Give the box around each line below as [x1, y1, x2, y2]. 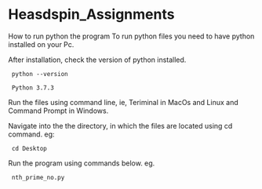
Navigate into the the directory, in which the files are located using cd [8, 121, 233, 130]
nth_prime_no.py [11, 173, 65, 181]
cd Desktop [11, 144, 47, 152]
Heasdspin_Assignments [8, 5, 175, 24]
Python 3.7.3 [11, 84, 55, 92]
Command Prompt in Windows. [8, 106, 109, 115]
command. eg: [8, 129, 55, 139]
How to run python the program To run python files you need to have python [8, 31, 255, 41]
